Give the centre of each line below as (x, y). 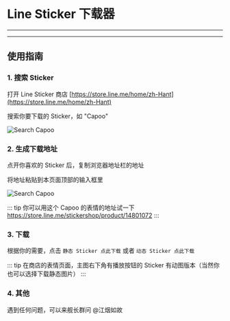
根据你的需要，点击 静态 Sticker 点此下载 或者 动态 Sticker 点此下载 (101, 251)
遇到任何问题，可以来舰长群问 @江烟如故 (65, 309)
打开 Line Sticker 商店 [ (39, 94)
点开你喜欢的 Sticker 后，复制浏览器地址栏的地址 (76, 165)
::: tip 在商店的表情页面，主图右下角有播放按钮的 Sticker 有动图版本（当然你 (114, 265)
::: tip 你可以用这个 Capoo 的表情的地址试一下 (71, 208)
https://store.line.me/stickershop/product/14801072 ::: (83, 215)
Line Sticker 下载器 (61, 14)
